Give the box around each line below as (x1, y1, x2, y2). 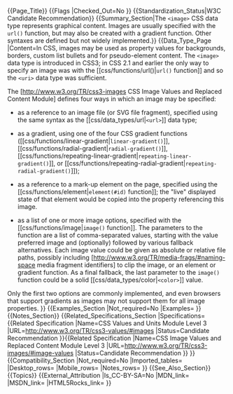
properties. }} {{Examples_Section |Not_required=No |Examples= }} (7, 304, 202, 312)
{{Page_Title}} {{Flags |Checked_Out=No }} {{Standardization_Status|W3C (7, 7, 222, 15)
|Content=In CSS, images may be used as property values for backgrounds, (7, 44, 226, 52)
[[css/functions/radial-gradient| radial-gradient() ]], (17, 144, 168, 152)
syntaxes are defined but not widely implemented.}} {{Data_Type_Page (7, 36, 212, 45)
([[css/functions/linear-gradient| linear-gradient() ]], (17, 137, 170, 145)
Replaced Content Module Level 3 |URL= (7, 341, 125, 350)
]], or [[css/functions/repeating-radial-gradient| (48, 159, 186, 168)
